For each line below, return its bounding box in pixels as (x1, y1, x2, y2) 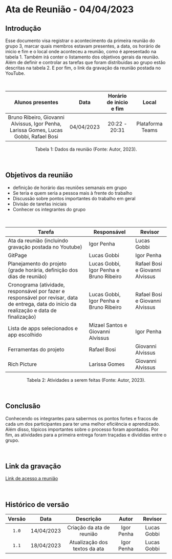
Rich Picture (8, 360, 37, 367)
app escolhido (8, 331, 42, 338)
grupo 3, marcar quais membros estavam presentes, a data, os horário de (5, 43, 161, 49)
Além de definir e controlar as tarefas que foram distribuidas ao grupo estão (5, 59, 166, 65)
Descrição (76, 515, 101, 523)
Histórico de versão (5, 500, 69, 509)
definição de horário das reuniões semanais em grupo (12, 184, 127, 191)
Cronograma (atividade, (8, 281, 65, 288)
